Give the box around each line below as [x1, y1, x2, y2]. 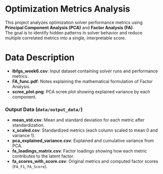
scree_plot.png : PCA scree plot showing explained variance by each [12, 88, 150, 94]
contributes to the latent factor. [12, 153, 74, 159]
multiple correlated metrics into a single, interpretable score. [5, 35, 127, 41]
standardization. [12, 122, 45, 128]
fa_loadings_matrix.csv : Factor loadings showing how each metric [12, 148, 147, 154]
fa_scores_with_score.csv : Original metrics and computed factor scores [12, 158, 159, 164]
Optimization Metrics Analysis [5, 3, 130, 15]
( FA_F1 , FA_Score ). [12, 164, 48, 170]
